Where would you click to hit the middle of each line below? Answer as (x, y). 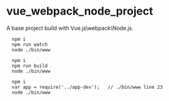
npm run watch (30, 44)
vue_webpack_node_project (80, 11)
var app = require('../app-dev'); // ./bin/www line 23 (88, 87)
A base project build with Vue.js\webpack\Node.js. (70, 28)
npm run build (30, 66)
